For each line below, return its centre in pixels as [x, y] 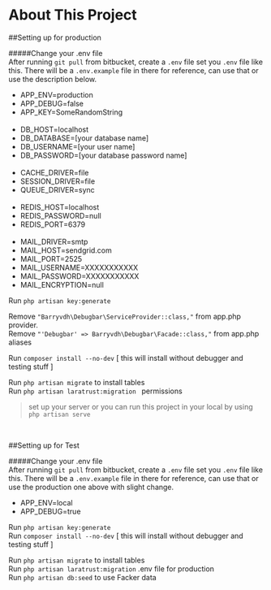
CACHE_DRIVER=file [54, 172]
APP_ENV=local [46, 502]
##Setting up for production [55, 37]
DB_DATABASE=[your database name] [84, 138]
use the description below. [53, 79]
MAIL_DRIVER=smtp [54, 241]
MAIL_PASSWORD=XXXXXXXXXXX [80, 276]
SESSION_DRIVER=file [58, 181]
